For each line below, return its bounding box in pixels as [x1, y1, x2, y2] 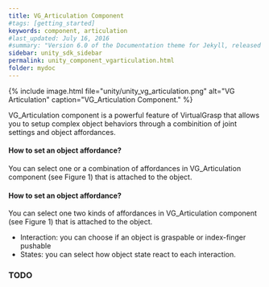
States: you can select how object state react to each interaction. [19, 250, 236, 260]
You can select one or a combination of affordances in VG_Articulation [8, 163, 242, 173]
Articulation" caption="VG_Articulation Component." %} [8, 94, 193, 105]
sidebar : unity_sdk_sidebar [8, 49, 103, 57]
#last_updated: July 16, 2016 [8, 34, 110, 43]
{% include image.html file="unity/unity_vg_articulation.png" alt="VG [8, 86, 235, 96]
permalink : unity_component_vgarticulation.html [8, 57, 175, 65]
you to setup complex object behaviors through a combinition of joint [8, 118, 238, 129]
